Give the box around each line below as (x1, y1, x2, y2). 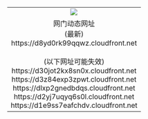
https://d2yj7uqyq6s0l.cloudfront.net (13, 91, 135, 101)
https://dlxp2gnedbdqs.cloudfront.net (12, 83, 136, 93)
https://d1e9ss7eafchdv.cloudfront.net (10, 100, 138, 110)
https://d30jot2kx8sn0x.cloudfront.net (11, 66, 137, 75)
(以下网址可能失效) (44, 57, 105, 66)
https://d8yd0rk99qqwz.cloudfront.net (11, 38, 137, 48)
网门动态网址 (53, 19, 95, 28)
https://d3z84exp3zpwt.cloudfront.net (11, 74, 137, 84)
